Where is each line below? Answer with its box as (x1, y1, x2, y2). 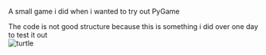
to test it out (8, 31, 48, 39)
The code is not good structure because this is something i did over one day (8, 22, 259, 31)
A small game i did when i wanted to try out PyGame (8, 7, 180, 16)
